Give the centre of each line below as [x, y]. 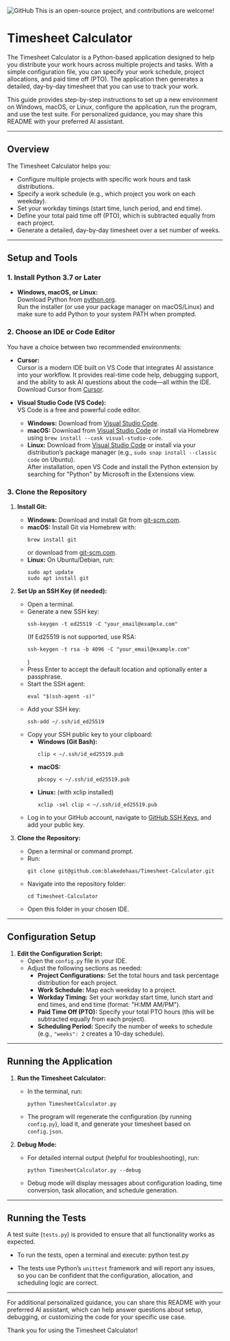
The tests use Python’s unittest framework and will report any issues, [116, 1268]
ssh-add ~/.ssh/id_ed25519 [66, 722]
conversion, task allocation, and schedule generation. [103, 1190]
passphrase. [45, 677]
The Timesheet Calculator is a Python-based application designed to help [111, 57]
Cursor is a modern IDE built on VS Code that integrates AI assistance [115, 367]
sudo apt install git [58, 579]
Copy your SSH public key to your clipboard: [90, 735]
